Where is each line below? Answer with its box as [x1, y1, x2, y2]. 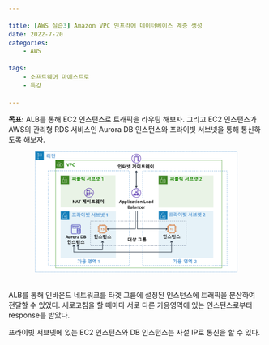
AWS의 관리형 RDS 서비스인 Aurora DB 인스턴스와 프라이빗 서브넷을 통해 [8, 124, 240, 134]
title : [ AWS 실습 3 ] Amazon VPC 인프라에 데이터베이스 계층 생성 [8, 21, 203, 30]
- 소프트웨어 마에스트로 [23, 73, 90, 81]
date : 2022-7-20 [8, 30, 63, 38]
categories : [8, 39, 49, 47]
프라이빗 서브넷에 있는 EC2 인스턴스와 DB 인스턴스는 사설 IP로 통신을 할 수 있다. [8, 328, 261, 338]
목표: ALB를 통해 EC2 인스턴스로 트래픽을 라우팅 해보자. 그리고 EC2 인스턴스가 [8, 114, 257, 124]
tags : [8, 65, 27, 73]
